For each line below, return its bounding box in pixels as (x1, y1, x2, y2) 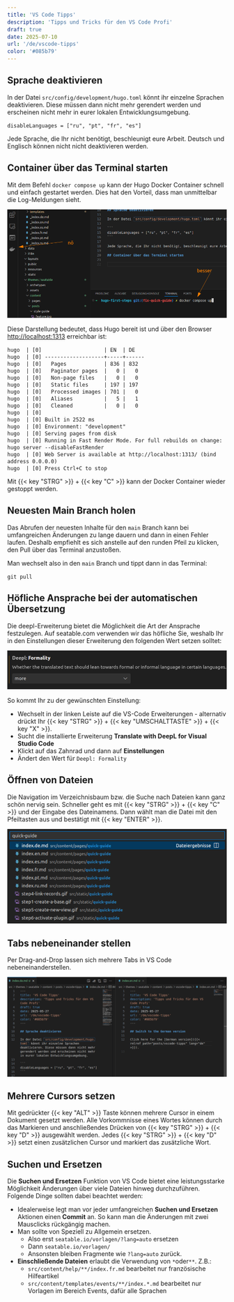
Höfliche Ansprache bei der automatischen (7, 592, 198, 604)
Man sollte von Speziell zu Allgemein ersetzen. (17, 1227, 152, 1236)
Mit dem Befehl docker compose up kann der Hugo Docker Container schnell (7, 180, 224, 189)
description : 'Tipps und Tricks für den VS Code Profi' (7, 18, 173, 26)
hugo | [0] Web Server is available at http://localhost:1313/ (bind (7, 451, 217, 458)
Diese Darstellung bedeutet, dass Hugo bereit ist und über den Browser (7, 325, 212, 333)
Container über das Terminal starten (7, 162, 169, 174)
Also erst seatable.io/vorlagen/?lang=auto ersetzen (27, 1235, 179, 1243)
